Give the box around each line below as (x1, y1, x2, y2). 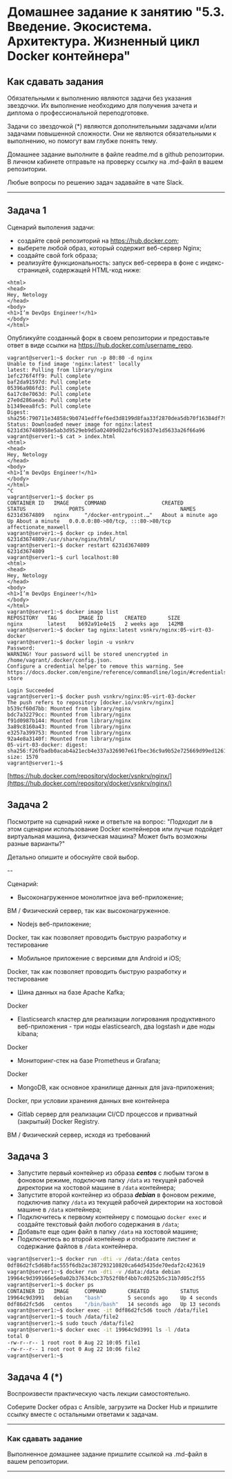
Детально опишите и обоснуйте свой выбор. (7, 853, 139, 861)
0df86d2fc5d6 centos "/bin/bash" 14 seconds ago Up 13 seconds (7, 1301, 221, 1308)
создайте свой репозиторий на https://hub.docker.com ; (17, 236, 180, 245)
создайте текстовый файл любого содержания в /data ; (17, 1221, 180, 1229)
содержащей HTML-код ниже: (52, 265, 142, 274)
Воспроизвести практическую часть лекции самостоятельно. (7, 1390, 191, 1398)
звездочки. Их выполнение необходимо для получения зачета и (7, 102, 198, 109)
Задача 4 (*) (7, 1371, 64, 1383)
